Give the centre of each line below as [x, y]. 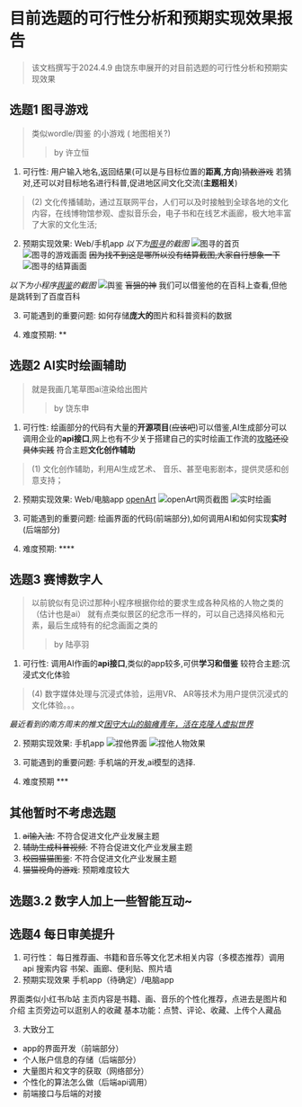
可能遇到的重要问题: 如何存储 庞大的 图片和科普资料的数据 [127, 315]
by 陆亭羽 [71, 645]
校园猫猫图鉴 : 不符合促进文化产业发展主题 [99, 859]
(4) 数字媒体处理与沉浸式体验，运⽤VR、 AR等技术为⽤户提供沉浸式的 [160, 694]
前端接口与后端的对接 [62, 1094]
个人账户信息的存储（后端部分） [81, 1060]
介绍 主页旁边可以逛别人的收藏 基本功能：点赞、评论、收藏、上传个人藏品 [145, 1010]
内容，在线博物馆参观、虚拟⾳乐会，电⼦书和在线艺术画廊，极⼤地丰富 [161, 213]
